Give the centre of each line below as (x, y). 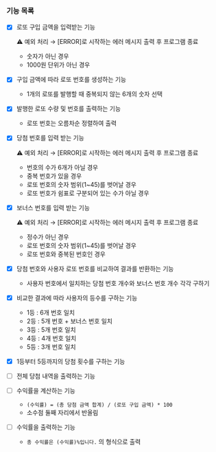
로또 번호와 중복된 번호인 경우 (66, 254)
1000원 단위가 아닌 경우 (58, 65)
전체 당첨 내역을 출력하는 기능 (56, 376)
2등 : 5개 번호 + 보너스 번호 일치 (69, 321)
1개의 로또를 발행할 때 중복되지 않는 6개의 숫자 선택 (94, 94)
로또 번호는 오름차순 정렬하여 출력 (72, 123)
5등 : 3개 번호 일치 (51, 347)
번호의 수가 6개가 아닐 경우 (62, 167)
